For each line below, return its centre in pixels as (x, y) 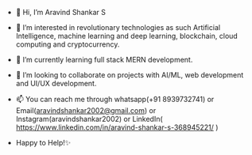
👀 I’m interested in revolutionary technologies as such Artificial (118, 27)
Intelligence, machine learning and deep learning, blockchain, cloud (127, 36)
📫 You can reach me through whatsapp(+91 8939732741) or (115, 99)
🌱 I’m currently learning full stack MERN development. (104, 60)
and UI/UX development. (56, 83)
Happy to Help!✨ (43, 143)
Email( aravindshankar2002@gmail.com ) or (86, 110)
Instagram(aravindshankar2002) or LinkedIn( (89, 119)
